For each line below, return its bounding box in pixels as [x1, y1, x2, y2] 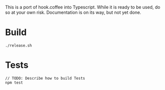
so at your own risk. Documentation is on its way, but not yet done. [5, 9, 141, 15]
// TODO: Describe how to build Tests [5, 76, 85, 81]
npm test [5, 80, 23, 85]
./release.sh [5, 43, 32, 48]
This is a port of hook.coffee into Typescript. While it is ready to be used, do [5, 4, 161, 10]
